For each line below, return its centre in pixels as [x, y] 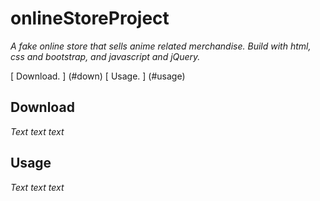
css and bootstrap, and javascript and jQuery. [105, 56]
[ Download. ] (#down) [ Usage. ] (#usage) [98, 76]
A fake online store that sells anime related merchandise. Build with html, [161, 46]
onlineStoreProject [90, 18]
